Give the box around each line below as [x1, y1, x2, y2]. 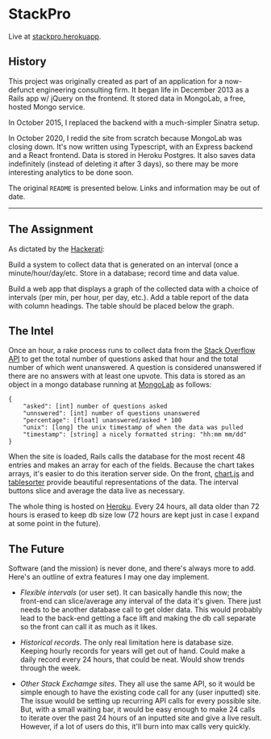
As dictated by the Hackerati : [8, 243, 105, 254]
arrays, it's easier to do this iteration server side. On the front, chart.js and [8, 469, 254, 479]
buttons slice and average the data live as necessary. [8, 486, 186, 496]
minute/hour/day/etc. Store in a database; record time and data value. [8, 268, 240, 278]
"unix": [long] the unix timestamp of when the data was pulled [23, 424, 244, 432]
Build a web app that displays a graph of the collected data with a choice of [8, 284, 260, 293]
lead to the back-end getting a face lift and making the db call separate [19, 613, 256, 623]
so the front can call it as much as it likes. [19, 622, 158, 632]
